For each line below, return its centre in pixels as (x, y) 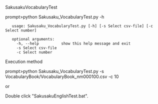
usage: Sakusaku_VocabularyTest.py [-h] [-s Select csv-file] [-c (82, 26)
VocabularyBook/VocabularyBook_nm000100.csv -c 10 (62, 76)
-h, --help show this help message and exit (73, 43)
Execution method (24, 61)
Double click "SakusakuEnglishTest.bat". (47, 96)
